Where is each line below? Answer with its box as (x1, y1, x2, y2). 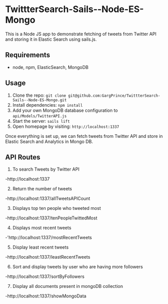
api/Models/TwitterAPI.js (12, 113, 67, 119)
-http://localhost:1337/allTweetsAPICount (5, 195, 90, 202)
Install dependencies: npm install (12, 102, 83, 108)
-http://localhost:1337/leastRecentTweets (5, 254, 90, 260)
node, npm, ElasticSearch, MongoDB (12, 64, 89, 70)
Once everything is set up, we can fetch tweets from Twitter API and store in (5, 133, 163, 139)
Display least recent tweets (12, 244, 69, 250)
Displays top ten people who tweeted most (12, 205, 101, 211)
